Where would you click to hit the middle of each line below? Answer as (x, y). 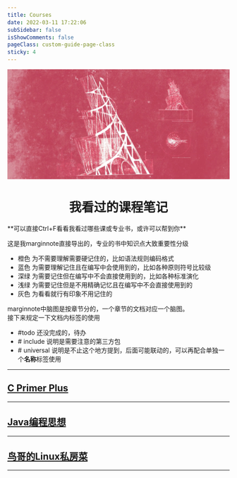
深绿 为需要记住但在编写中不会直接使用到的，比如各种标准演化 (108, 276)
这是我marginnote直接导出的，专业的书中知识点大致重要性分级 (98, 243)
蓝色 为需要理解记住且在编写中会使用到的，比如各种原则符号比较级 (114, 267)
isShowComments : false (41, 37)
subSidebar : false (34, 30)
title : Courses (30, 15)
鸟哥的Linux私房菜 (48, 456)
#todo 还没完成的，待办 (52, 333)
